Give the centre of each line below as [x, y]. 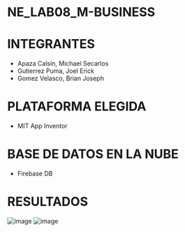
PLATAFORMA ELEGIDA [77, 107]
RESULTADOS [48, 202]
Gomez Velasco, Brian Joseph [61, 78]
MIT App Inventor [42, 126]
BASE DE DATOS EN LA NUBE [93, 154]
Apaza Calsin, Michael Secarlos [63, 64]
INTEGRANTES [51, 44]
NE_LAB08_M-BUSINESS [81, 12]
